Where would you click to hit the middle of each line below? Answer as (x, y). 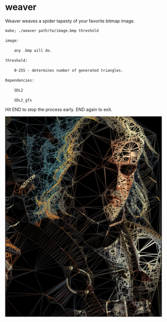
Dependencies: (20, 80)
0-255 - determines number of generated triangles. (69, 70)
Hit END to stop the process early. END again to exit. (59, 109)
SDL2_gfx (23, 100)
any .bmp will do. (33, 50)
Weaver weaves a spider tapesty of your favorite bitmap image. (70, 21)
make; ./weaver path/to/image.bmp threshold (52, 31)
